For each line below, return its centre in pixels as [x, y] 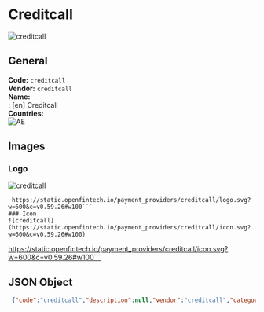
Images [27, 147]
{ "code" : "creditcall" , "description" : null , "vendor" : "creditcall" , [121, 300]
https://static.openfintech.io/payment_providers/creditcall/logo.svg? [131, 200]
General [28, 61]
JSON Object [40, 282]
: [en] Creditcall [33, 105]
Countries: [26, 113]
